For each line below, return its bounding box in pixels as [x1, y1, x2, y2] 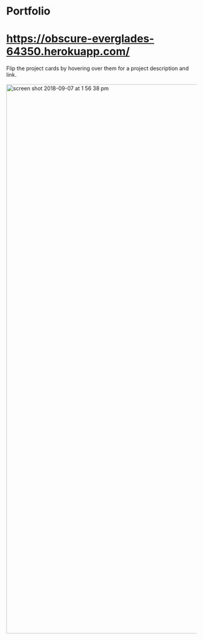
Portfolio [6, 4, 51, 18]
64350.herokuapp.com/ [6, 45, 130, 59]
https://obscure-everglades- [6, 32, 155, 46]
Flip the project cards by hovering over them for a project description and [6, 65, 189, 72]
